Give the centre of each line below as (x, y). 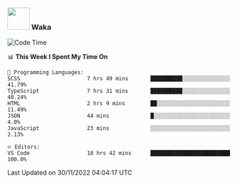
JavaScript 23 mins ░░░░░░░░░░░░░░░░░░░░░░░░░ (119, 129)
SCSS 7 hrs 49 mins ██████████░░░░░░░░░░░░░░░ (119, 79)
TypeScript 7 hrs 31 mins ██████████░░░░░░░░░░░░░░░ (119, 91)
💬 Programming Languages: (45, 72)
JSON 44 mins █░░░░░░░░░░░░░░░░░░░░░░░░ (119, 116)
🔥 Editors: (24, 147)
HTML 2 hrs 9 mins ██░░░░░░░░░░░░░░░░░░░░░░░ (119, 104)
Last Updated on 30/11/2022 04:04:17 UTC (70, 173)
